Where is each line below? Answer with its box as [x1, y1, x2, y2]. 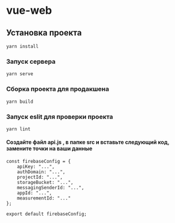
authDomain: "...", [17, 169, 66, 175]
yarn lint [6, 126, 31, 132]
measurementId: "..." [17, 195, 71, 201]
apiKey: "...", [17, 163, 55, 170]
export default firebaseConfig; [6, 211, 87, 217]
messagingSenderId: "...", [17, 185, 85, 191]
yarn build [6, 99, 34, 105]
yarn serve [6, 71, 34, 77]
